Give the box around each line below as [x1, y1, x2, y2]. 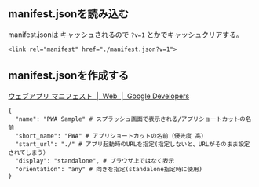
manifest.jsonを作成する [8, 69, 129, 82]
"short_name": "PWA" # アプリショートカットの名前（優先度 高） [15, 132, 207, 140]
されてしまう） [8, 148, 49, 156]
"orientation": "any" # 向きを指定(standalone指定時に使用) [15, 165, 202, 173]
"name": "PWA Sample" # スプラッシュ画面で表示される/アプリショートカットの [15, 115, 246, 123]
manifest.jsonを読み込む [8, 7, 129, 21]
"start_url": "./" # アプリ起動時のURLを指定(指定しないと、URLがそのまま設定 [15, 140, 250, 148]
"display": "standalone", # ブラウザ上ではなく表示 [15, 156, 175, 165]
